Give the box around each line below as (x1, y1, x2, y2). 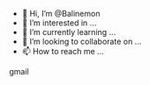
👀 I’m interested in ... (21, 18, 97, 28)
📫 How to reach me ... (21, 46, 104, 56)
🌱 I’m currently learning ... (21, 27, 116, 37)
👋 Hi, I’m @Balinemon (21, 9, 101, 18)
